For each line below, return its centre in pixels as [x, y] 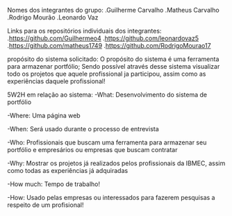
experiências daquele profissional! [56, 81]
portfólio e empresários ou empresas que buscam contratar [92, 150]
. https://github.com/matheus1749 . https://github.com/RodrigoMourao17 [109, 45]
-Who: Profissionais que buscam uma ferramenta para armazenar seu [107, 142]
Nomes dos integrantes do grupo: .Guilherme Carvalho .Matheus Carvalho [114, 10]
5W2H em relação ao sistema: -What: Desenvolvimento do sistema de [107, 94]
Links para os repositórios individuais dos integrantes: [84, 31]
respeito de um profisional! [45, 205]
